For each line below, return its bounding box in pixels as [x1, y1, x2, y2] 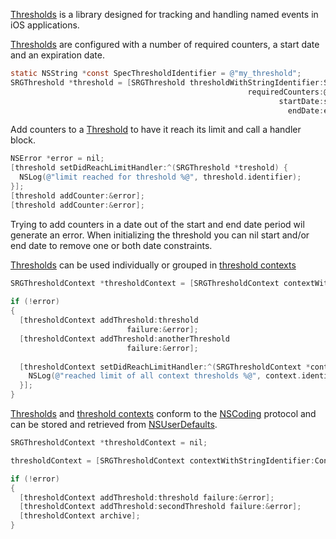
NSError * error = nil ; [10, 154, 105, 164]
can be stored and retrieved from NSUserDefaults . [10, 419, 218, 430]
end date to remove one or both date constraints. [10, 239, 213, 251]
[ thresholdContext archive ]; [19, 511, 141, 521]
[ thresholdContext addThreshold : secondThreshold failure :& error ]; [19, 502, 302, 512]
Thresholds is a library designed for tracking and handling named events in [10, 9, 319, 20]
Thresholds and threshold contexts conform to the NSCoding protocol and [10, 408, 317, 419]
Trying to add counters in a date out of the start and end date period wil [10, 218, 305, 230]
